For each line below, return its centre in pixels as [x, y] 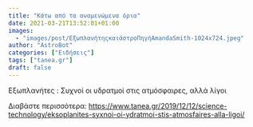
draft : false [30, 68]
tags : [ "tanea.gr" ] [41, 61]
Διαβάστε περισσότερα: [47, 105]
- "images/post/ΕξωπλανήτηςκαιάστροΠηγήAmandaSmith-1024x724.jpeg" [130, 38]
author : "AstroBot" [41, 46]
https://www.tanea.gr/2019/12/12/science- [158, 105]
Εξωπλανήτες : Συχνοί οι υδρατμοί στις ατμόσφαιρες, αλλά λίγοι [117, 90]
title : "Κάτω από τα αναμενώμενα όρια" [75, 16]
